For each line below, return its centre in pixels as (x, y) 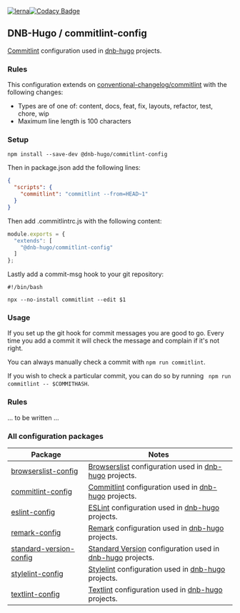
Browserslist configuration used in (146, 467)
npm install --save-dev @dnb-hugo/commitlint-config (87, 154)
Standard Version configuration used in (154, 549)
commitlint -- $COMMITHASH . (49, 384)
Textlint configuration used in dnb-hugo (155, 590)
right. (15, 348)
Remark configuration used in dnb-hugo (156, 528)
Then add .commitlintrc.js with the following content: (85, 221)
